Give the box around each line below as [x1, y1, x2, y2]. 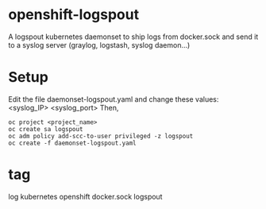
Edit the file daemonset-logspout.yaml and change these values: [8, 94, 219, 104]
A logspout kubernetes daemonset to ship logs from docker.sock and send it [8, 32, 259, 41]
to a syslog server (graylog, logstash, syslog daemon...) [8, 40, 191, 49]
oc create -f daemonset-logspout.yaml [8, 139, 137, 147]
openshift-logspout [8, 6, 140, 24]
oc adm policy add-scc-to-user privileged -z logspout [8, 132, 194, 140]
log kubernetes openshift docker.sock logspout [8, 192, 163, 201]
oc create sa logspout [8, 125, 83, 133]
